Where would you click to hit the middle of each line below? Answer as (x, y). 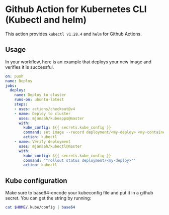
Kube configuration (36, 181)
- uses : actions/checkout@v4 (45, 109)
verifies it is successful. (30, 67)
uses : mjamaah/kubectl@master (50, 146)
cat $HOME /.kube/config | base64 (40, 207)
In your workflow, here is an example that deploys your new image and (78, 62)
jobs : (11, 86)
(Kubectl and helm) (46, 20)
